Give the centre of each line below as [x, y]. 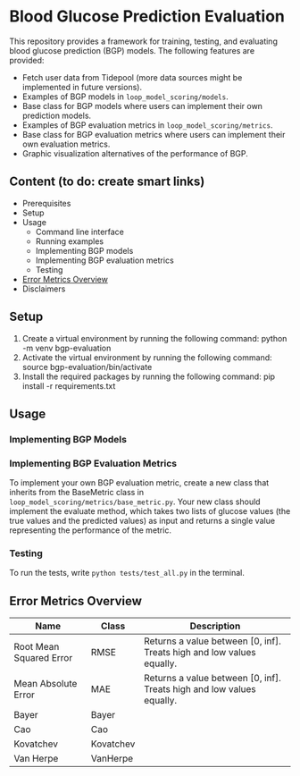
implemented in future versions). [82, 87]
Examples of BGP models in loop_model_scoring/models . [125, 97]
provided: [27, 60]
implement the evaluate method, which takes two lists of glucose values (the [150, 511]
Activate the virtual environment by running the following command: [147, 357]
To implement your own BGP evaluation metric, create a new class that [139, 483]
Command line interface [80, 232]
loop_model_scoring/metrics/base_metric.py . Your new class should [135, 502]
